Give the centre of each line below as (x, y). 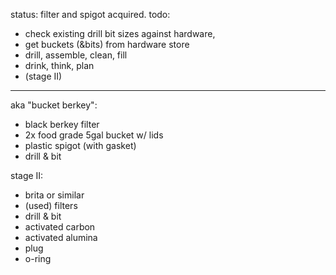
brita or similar (54, 195)
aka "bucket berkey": (54, 105)
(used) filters (51, 205)
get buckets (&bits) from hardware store (107, 44)
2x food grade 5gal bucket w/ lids (94, 135)
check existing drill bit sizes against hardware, (120, 33)
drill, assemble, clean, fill (76, 55)
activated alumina (61, 237)
